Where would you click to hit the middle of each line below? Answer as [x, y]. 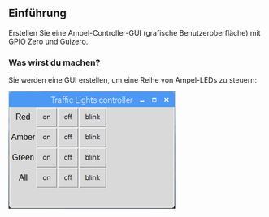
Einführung [37, 13]
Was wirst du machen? [54, 62]
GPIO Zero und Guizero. [48, 41]
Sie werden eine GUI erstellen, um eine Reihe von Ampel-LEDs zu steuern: [133, 80]
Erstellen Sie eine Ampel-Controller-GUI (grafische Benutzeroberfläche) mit [135, 32]
